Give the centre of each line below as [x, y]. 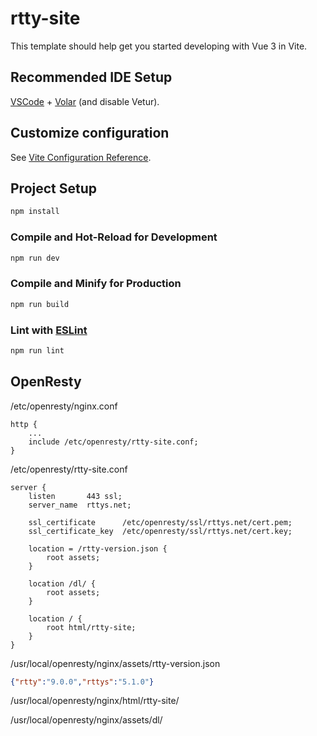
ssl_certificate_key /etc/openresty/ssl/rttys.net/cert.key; [160, 531]
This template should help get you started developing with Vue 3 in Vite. [159, 46]
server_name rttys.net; [80, 505]
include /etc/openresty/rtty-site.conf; [113, 442]
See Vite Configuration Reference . [81, 157]
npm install [35, 212]
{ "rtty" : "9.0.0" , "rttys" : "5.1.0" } [82, 682]
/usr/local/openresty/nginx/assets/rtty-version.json [115, 663]
